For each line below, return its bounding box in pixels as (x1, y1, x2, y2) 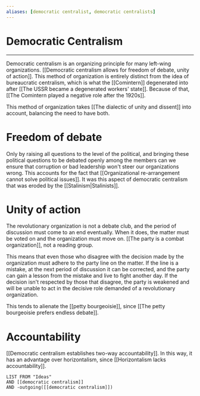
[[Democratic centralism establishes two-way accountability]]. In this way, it (6, 350, 192, 357)
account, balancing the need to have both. (6, 109, 110, 116)
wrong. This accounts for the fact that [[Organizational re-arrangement (6, 169, 180, 176)
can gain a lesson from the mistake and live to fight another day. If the (6, 272, 177, 280)
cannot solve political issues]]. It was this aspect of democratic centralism (6, 176, 188, 183)
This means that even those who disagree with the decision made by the (6, 253, 185, 260)
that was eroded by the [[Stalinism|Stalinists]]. (6, 182, 120, 189)
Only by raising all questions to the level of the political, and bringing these (6, 150, 189, 157)
